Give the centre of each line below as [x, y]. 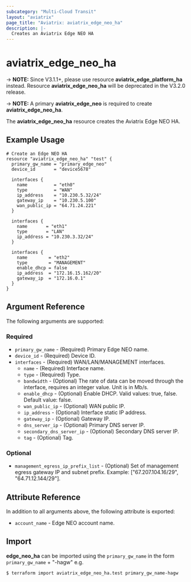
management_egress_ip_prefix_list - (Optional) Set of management [96, 466]
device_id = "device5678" [51, 169]
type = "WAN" [45, 190]
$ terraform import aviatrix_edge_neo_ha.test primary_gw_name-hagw [92, 573]
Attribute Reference [43, 497]
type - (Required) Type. [52, 374]
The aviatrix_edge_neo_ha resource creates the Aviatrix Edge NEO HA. [93, 122]
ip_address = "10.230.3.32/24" [55, 237]
